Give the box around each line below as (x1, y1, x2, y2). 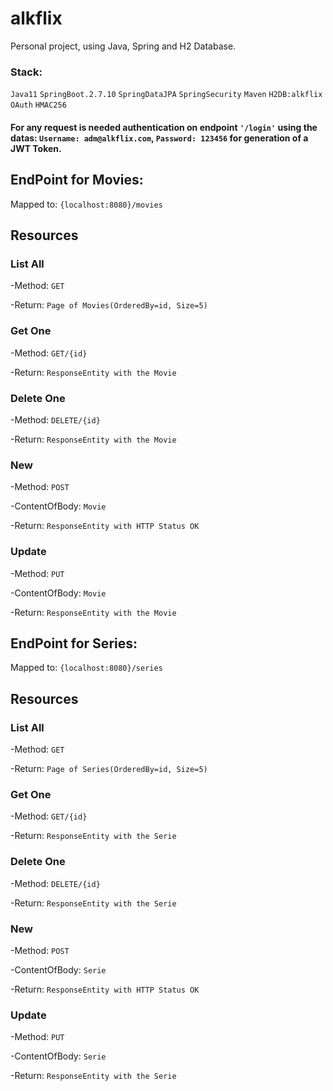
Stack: (10, 65, 43, 79)
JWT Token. (10, 142, 62, 154)
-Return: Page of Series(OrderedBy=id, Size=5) (10, 763, 208, 775)
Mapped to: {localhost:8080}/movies (10, 198, 163, 210)
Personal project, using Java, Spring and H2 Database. (10, 40, 237, 52)
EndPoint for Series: (10, 635, 138, 652)
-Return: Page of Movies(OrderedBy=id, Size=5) (10, 299, 208, 311)
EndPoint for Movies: (10, 172, 144, 189)
